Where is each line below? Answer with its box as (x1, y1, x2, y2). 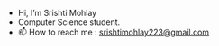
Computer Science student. (17, 17, 121, 27)
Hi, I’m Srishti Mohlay (17, 8, 97, 18)
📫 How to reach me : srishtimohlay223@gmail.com (17, 27, 210, 37)
